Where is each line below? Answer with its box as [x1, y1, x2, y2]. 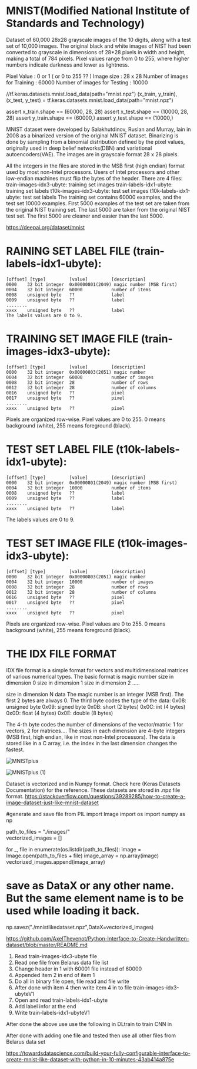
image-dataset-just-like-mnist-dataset [6, 799, 99, 806]
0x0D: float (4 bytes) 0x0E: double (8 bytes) [6, 709, 113, 716]
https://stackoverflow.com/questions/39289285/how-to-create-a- [25, 792, 186, 800]
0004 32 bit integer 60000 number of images [6, 374, 154, 380]
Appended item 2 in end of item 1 [14, 971, 95, 978]
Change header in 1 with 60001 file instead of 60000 [14, 965, 142, 972]
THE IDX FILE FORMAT [6, 647, 117, 660]
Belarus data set [6, 1038, 46, 1045]
